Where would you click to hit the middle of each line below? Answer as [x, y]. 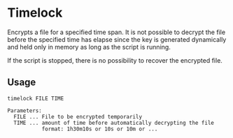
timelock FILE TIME [36, 98]
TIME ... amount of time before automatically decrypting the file [114, 123]
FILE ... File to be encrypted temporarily [78, 116]
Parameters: [24, 110]
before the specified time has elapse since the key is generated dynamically [117, 39]
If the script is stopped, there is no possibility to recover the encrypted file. [115, 60]
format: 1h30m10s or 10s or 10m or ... [100, 129]
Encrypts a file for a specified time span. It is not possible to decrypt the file [116, 32]
